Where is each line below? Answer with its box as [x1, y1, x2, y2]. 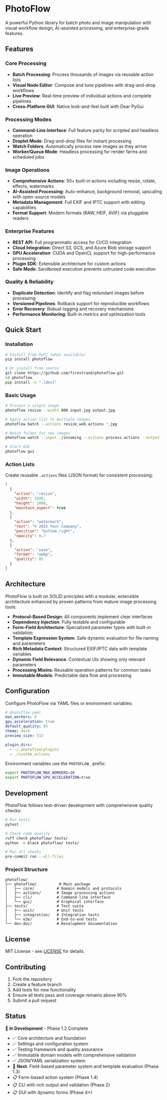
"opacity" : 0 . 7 [14, 533, 46, 538]
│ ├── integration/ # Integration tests [5, 912, 99, 918]
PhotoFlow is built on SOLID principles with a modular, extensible [5, 593, 139, 599]
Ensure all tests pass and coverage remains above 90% [12, 992, 127, 998]
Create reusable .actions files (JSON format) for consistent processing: [5, 472, 153, 478]
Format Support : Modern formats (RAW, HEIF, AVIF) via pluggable [12, 210, 149, 216]
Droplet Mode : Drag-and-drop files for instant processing [12, 138, 131, 144]
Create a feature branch [12, 982, 62, 988]
